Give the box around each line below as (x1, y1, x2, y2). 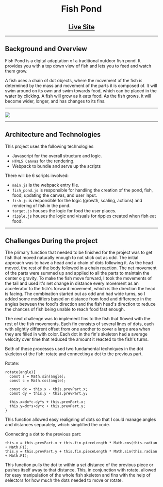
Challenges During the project (5, 237, 98, 245)
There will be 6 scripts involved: (5, 173, 69, 178)
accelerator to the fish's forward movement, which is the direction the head (5, 286, 156, 292)
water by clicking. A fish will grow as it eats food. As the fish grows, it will (5, 93, 151, 99)
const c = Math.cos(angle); (9, 378, 66, 383)
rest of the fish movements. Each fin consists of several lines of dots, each (5, 321, 154, 327)
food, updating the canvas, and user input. (12, 192, 97, 198)
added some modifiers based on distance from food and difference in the (5, 296, 152, 302)
